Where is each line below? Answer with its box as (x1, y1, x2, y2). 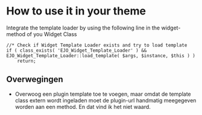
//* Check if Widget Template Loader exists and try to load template (6, 42, 188, 48)
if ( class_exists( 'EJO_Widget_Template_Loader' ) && (6, 47, 147, 54)
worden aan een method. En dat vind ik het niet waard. (14, 103, 151, 110)
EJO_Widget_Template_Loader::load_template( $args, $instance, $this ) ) (6, 52, 196, 58)
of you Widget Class (27, 30, 77, 37)
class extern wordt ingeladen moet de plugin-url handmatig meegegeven (14, 96, 197, 104)
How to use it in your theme (6, 4, 147, 18)
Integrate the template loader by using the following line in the (6, 24, 160, 31)
